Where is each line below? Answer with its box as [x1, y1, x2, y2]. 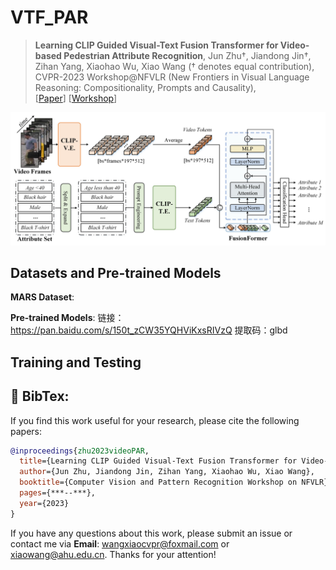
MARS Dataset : [10, 291, 75, 303]
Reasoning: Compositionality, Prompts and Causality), [34, 81, 257, 93]
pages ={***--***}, [19, 488, 97, 498]
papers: [10, 425, 42, 437]
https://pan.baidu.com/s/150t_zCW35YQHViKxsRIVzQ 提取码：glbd [10, 324, 288, 336]
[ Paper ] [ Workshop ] [34, 92, 118, 104]
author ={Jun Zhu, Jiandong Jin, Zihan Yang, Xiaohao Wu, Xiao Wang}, [19, 467, 315, 477]
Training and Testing [10, 354, 142, 371]
